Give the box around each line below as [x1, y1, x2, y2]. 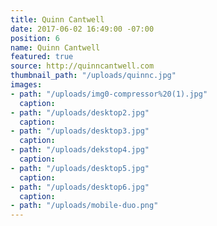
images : [10, 80, 43, 90]
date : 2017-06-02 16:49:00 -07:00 [10, 24, 155, 34]
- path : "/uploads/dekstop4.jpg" [10, 145, 150, 155]
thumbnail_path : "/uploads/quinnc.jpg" [10, 71, 177, 81]
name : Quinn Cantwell [10, 42, 101, 53]
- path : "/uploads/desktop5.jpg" [10, 163, 150, 173]
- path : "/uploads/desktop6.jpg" [10, 182, 150, 192]
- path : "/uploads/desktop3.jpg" [10, 126, 150, 136]
